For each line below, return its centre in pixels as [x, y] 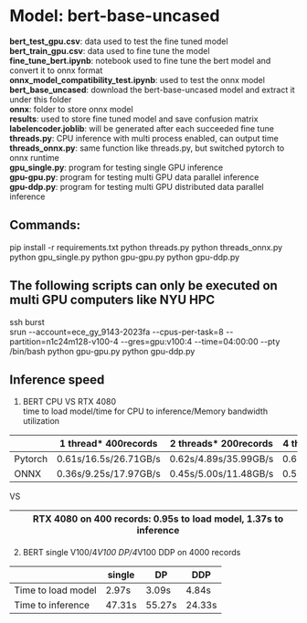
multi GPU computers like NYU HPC [112, 300]
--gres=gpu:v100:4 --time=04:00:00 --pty [200, 341]
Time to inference [52, 606]
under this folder [41, 99]
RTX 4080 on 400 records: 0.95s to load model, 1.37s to [158, 519]
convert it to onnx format [56, 70]
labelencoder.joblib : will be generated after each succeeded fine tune [142, 128]
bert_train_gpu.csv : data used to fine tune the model [110, 50]
